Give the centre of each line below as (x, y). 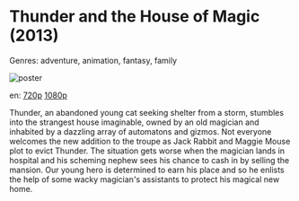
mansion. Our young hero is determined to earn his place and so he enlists (147, 170)
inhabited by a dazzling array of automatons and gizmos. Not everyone (141, 131)
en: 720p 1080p (38, 95)
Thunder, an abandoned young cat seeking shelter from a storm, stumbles (147, 112)
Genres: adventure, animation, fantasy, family (93, 60)
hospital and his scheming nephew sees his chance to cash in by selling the (149, 160)
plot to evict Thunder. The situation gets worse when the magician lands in (147, 151)
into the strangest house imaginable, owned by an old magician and (134, 122)
